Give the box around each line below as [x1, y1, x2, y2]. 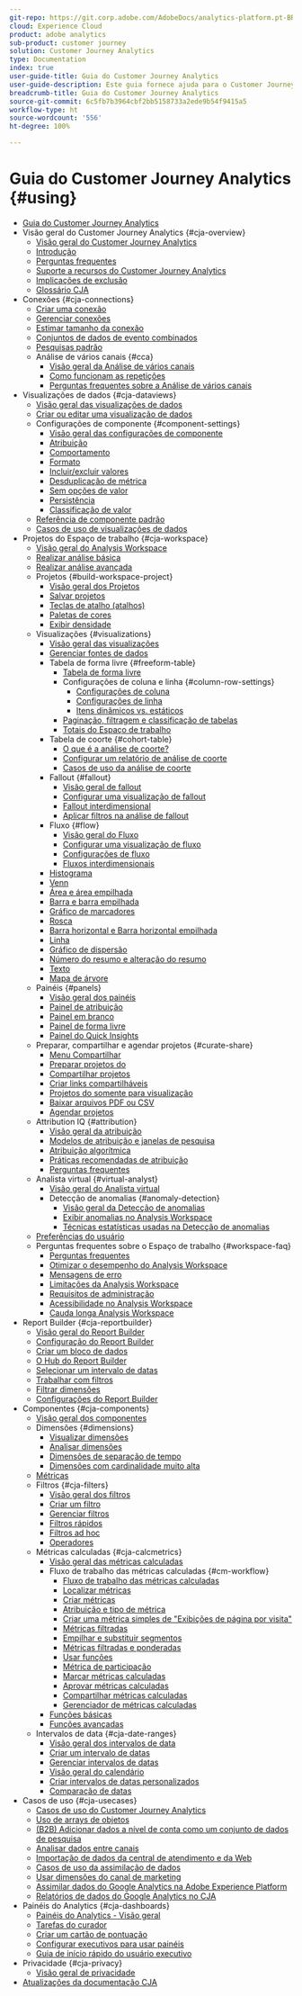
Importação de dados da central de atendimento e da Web [35, 1852, 253, 1863]
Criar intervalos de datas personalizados [49, 1776, 200, 1786]
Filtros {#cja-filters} [35, 1479, 110, 1490]
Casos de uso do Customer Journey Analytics [35, 1804, 207, 1815]
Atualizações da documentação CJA [22, 1976, 157, 1987]
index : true [9, 64, 54, 73]
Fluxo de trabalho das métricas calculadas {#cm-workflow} [49, 1565, 270, 1576]
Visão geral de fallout [62, 781, 142, 792]
